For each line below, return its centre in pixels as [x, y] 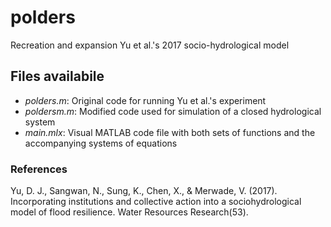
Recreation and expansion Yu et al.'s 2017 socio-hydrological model [150, 45]
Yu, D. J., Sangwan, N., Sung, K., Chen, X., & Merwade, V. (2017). [144, 191]
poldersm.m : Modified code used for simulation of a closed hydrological [173, 111]
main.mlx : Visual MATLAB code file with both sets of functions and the [170, 132]
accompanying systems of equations [101, 143]
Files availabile [57, 76]
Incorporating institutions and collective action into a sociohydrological [156, 202]
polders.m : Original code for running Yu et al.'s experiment [145, 100]
